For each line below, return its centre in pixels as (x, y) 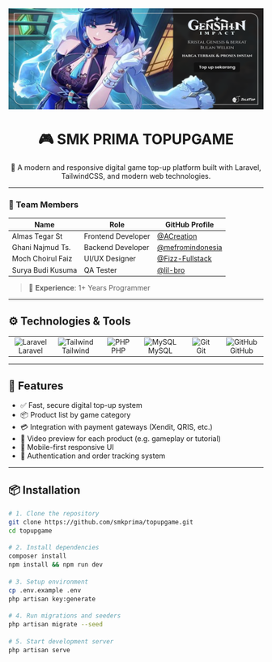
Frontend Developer (117, 236)
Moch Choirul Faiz (42, 259)
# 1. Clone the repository (54, 513)
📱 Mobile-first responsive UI (67, 448)
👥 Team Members (44, 204)
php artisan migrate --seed (56, 625)
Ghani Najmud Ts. (41, 248)
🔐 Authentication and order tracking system (93, 456)
